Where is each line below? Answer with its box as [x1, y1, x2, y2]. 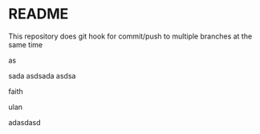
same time [8, 39, 43, 49]
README [8, 5, 69, 23]
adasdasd [8, 117, 42, 127]
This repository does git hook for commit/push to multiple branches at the [8, 31, 253, 41]
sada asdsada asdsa [8, 71, 76, 80]
